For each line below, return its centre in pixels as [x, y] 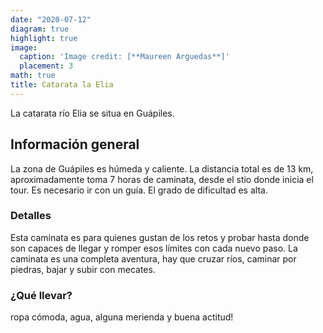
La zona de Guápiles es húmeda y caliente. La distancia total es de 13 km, [162, 168]
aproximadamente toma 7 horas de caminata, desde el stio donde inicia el [162, 179]
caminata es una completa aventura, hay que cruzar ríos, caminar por [153, 258]
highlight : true [44, 38]
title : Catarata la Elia [62, 85]
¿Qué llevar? [41, 295]
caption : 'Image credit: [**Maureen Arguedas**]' [124, 57]
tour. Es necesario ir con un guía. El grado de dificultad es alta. [139, 190]
